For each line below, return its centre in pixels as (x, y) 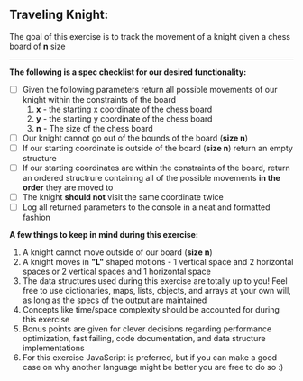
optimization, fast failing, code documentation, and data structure (144, 339)
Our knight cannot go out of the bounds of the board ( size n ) (135, 138)
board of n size (37, 46)
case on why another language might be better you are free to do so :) (153, 367)
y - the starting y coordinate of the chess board (124, 118)
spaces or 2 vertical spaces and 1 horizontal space (117, 272)
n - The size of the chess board (94, 128)
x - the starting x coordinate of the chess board (124, 109)
